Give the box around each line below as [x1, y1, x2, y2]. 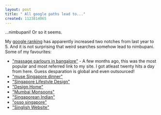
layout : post [5, 7, 32, 12]
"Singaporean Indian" [12, 94, 55, 100]
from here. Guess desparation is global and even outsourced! [12, 69, 135, 74]
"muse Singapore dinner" [12, 73, 63, 80]
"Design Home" [12, 84, 44, 90]
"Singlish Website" [12, 104, 49, 110]
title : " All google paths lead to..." [5, 12, 86, 16]
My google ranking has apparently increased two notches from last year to [5, 39, 154, 44]
